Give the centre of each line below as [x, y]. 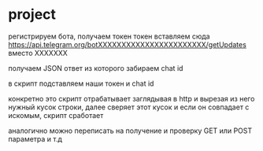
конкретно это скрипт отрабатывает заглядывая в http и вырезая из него [131, 98]
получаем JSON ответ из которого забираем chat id [96, 68]
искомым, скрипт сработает [56, 115]
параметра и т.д [35, 138]
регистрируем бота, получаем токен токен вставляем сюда [109, 36]
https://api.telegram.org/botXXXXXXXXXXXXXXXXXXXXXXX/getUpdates [127, 44]
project [32, 15]
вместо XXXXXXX [38, 53]
